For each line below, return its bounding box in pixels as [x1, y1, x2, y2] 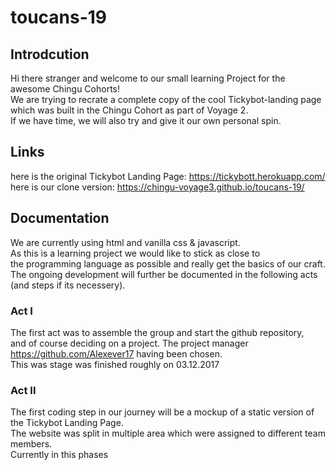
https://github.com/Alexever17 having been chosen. [10, 347, 223, 360]
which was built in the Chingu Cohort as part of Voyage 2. [10, 104, 249, 116]
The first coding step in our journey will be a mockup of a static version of [10, 406, 315, 418]
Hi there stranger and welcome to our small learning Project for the [10, 72, 286, 84]
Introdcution [10, 46, 90, 63]
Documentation [10, 210, 110, 227]
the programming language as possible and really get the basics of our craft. [10, 257, 326, 270]
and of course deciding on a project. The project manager [10, 337, 249, 349]
